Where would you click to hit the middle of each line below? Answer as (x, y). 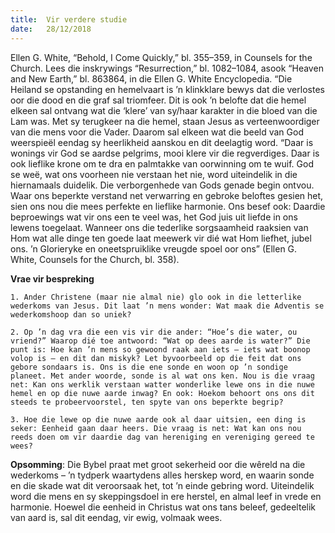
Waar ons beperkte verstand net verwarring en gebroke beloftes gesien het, (167, 195)
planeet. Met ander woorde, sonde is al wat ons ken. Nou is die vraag (162, 376)
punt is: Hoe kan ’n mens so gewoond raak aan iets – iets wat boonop (160, 349)
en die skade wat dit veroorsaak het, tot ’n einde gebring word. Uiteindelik (162, 485)
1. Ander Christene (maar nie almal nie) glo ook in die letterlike (156, 297)
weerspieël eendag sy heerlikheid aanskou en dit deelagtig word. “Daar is (162, 142)
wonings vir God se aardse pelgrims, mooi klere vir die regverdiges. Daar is (165, 153)
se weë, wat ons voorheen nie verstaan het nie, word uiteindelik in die (154, 174)
